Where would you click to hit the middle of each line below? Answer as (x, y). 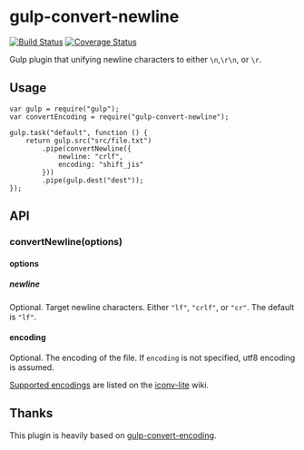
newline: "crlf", (91, 156)
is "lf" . (23, 317)
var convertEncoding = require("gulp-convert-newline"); (119, 117)
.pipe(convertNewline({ (87, 148)
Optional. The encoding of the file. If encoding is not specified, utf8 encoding (152, 357)
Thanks (31, 413)
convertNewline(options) (66, 242)
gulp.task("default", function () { (78, 132)
